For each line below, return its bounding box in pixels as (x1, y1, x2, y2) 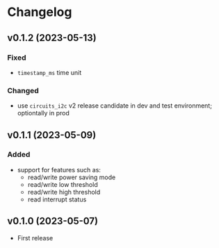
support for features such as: (17, 165, 101, 174)
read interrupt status (27, 195, 87, 204)
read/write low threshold (27, 180, 99, 188)
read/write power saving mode (27, 173, 116, 181)
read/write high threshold (27, 188, 101, 196)
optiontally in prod (17, 109, 70, 117)
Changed (7, 85, 40, 95)
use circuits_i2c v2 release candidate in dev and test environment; (17, 101, 212, 110)
